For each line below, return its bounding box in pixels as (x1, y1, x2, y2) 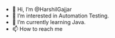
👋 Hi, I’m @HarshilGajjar (12, 6, 72, 13)
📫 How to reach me (12, 25, 63, 33)
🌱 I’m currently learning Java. (12, 19, 86, 25)
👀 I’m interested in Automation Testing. (12, 12, 110, 19)
